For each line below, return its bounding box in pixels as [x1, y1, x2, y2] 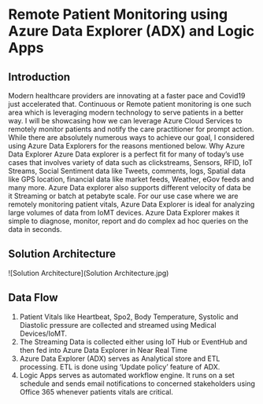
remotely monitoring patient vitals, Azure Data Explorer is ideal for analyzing [8, 200, 255, 209]
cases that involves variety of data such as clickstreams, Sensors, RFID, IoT [8, 158, 254, 167]
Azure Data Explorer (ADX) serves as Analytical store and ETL [19, 354, 220, 363]
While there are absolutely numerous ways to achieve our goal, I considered [8, 133, 254, 142]
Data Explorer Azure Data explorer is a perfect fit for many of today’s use [8, 149, 244, 159]
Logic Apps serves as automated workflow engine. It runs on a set [19, 370, 235, 380]
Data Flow [8, 291, 58, 304]
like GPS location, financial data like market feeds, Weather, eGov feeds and [8, 174, 254, 184]
